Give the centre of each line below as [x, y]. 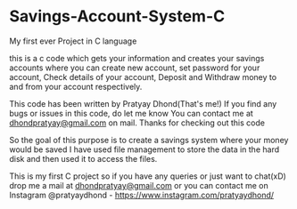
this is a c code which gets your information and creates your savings [137, 58]
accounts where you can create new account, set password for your [135, 68]
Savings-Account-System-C [117, 16]
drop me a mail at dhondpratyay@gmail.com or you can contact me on [139, 185]
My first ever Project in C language [73, 41]
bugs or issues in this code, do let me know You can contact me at [132, 113]
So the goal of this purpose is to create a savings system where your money [149, 140]
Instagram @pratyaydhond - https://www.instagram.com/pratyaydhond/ [142, 195]
